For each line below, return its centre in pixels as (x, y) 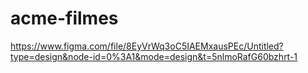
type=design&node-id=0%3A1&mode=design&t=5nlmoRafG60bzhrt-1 (154, 56)
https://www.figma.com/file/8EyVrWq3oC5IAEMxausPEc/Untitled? (147, 46)
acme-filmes (64, 18)
